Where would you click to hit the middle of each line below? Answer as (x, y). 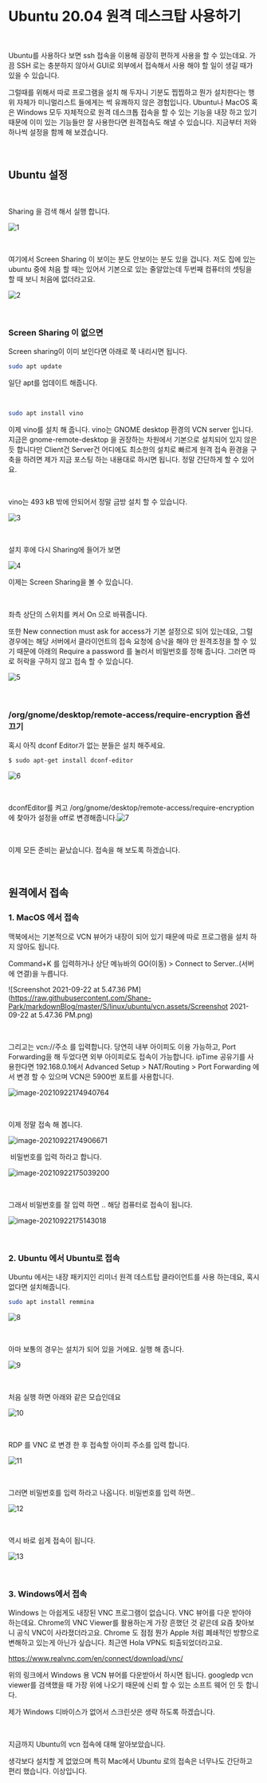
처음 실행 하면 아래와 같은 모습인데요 (65, 1396)
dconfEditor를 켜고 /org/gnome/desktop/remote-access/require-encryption (132, 807)
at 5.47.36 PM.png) (62, 1015)
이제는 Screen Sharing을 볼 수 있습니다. (71, 582)
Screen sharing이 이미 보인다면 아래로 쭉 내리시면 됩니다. (98, 351)
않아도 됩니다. (38, 946)
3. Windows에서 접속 (48, 1593)
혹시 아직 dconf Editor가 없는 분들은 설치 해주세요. (87, 745)
